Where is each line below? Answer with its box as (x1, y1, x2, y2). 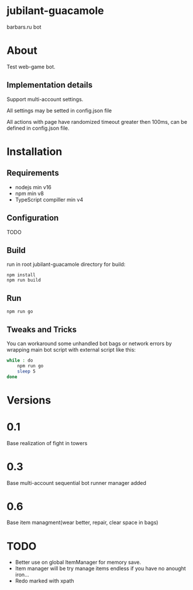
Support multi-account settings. (6, 95, 84, 103)
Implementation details (6, 80, 93, 90)
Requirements (6, 168, 59, 178)
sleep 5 (17, 368, 36, 374)
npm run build (6, 277, 42, 283)
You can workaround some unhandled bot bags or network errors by (6, 340, 172, 347)
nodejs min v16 (15, 183, 52, 190)
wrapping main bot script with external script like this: (6, 346, 136, 353)
